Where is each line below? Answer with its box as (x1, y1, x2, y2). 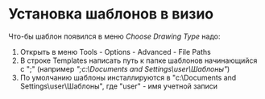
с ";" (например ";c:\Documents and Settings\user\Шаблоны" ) (19, 64, 230, 73)
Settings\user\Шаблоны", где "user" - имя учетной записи (19, 81, 218, 91)
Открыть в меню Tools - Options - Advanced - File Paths (19, 47, 211, 56)
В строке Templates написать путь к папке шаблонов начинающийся (19, 56, 258, 65)
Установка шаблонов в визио (8, 5, 214, 23)
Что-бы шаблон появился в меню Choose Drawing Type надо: (8, 31, 221, 41)
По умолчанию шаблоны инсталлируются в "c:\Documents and (19, 72, 237, 82)
